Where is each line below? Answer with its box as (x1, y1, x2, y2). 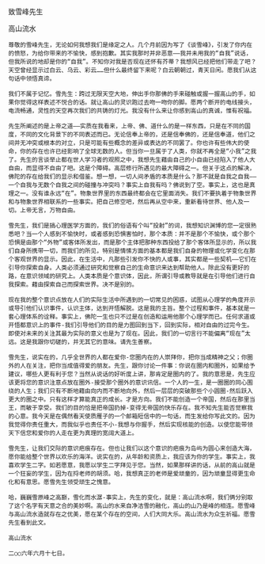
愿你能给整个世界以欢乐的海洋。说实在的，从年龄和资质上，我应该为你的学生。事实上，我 (8, 453, 256, 461)
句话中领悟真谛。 (8, 74, 56, 82)
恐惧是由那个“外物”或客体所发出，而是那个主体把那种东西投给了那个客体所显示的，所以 (8, 238, 251, 246)
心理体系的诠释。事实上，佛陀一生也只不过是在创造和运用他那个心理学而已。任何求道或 (13, 313, 256, 321)
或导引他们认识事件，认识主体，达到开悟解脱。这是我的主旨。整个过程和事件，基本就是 (8, 304, 250, 312)
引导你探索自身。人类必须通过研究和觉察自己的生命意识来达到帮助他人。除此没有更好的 (8, 264, 250, 272)
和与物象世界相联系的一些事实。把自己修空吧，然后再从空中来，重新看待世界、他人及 (8, 198, 244, 206)
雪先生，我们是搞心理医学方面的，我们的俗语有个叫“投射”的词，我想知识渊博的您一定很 (8, 222, 251, 230)
